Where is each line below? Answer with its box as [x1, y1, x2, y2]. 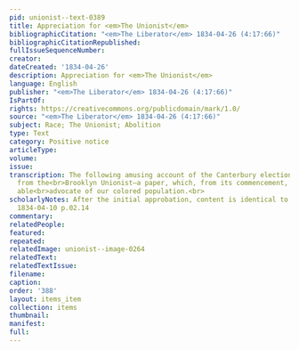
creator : [9, 54, 42, 63]
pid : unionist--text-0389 [9, 12, 105, 22]
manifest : [9, 320, 46, 329]
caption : [9, 278, 42, 287]
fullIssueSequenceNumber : [9, 46, 105, 55]
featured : [9, 228, 46, 237]
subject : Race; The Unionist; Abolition [9, 121, 162, 130]
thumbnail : [9, 311, 50, 321]
